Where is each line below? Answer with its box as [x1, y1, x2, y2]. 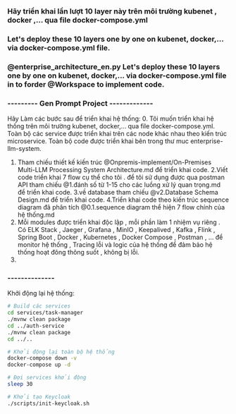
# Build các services [7, 303, 71, 310]
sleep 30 [7, 381, 33, 388]
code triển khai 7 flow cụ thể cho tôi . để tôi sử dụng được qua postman [17, 173, 225, 182]
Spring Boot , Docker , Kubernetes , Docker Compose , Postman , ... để [17, 233, 223, 242]
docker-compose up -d [7, 361, 71, 369]
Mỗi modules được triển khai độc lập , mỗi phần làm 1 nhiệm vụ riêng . [17, 218, 221, 226]
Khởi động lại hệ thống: [7, 289, 75, 298]
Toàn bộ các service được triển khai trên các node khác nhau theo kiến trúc [7, 130, 228, 138]
